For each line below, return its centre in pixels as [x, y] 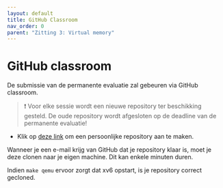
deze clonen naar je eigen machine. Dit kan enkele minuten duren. [100, 157]
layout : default [30, 13]
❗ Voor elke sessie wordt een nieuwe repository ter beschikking [113, 106]
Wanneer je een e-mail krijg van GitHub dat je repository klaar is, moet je [109, 150]
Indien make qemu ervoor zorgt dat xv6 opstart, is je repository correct [104, 170]
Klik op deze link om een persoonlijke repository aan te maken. [105, 137]
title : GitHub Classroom [42, 20]
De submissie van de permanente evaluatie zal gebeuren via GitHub [103, 85]
